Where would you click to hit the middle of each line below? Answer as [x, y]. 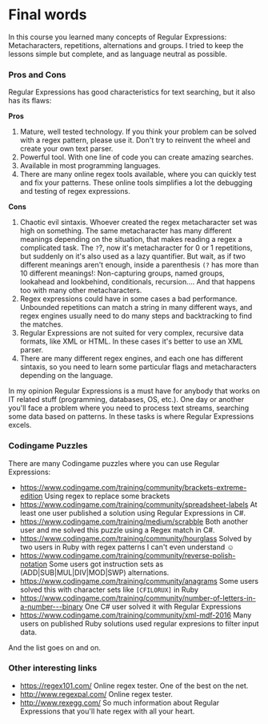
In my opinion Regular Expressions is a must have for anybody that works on [134, 391]
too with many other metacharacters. [81, 291]
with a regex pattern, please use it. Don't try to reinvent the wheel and [135, 140]
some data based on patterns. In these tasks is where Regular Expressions [131, 416]
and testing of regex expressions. [75, 191]
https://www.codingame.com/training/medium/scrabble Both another [134, 521]
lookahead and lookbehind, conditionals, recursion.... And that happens [138, 282]
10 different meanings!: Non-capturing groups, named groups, [122, 273]
